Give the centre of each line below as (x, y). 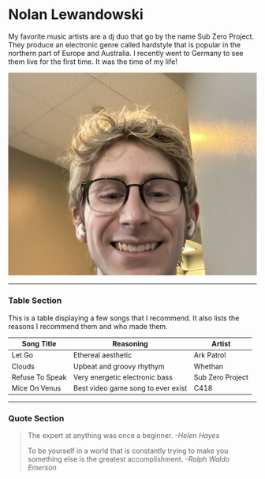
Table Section (35, 301)
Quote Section (36, 418)
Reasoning (130, 344)
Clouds (23, 366)
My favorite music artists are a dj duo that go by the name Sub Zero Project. (131, 36)
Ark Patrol (210, 355)
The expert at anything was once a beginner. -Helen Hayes (123, 435)
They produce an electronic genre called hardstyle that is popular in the (125, 44)
